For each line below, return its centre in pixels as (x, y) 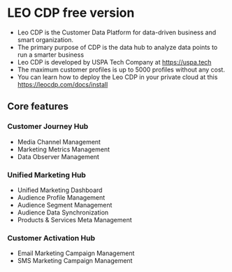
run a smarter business (51, 55)
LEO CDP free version (71, 13)
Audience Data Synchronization (63, 212)
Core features (38, 107)
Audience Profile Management (61, 197)
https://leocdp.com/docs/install (63, 84)
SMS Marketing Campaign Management (75, 261)
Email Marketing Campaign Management (76, 253)
